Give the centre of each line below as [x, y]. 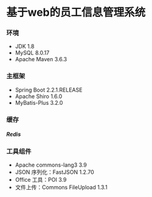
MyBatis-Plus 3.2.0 [39, 102]
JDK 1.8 [25, 47]
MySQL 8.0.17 [32, 53]
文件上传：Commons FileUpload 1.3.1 [61, 187]
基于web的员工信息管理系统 [76, 12]
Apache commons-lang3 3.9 [51, 165]
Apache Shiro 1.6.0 [39, 96]
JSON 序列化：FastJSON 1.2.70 [54, 172]
